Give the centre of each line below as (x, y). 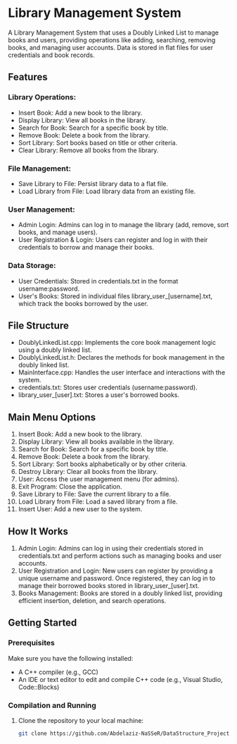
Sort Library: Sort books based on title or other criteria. (98, 142)
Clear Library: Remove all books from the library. (88, 150)
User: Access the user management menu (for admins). (99, 479)
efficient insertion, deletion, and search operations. (92, 600)
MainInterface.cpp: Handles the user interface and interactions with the (122, 372)
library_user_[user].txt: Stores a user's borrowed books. (99, 395)
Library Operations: (42, 97)
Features (28, 77)
